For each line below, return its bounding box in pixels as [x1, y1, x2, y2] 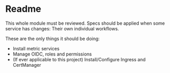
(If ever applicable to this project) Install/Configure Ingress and [12, 56, 146, 62]
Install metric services [12, 45, 60, 51]
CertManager [12, 62, 41, 68]
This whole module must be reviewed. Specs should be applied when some [5, 20, 165, 26]
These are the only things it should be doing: [5, 35, 100, 42]
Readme [5, 3, 42, 15]
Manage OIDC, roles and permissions [12, 51, 92, 57]
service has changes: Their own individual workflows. [5, 25, 119, 31]
